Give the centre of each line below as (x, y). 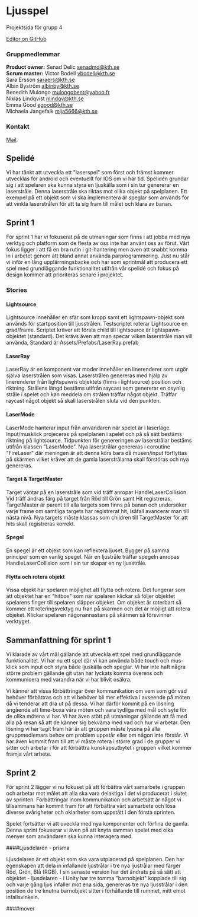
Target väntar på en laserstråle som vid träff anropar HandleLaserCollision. (97, 492)
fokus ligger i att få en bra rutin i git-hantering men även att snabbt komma (97, 250)
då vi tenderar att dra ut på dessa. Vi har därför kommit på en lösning (90, 703)
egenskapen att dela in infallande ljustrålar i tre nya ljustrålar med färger (94, 865)
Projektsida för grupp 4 (34, 27)
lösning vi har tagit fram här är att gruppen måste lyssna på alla (83, 729)
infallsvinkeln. (23, 897)
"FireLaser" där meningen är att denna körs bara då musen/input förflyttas (97, 453)
